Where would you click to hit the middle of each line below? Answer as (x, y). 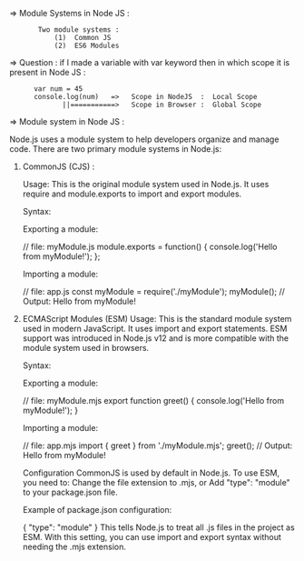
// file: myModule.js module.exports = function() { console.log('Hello (150, 246)
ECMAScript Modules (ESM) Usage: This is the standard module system (157, 319)
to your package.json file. (70, 492)
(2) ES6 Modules (87, 45)
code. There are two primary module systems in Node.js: (116, 149)
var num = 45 (58, 89)
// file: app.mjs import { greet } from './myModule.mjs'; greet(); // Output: (157, 446)
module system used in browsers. (86, 348)
